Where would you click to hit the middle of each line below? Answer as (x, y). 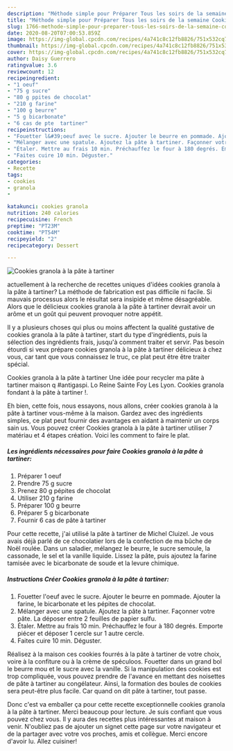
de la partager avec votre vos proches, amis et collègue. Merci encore (107, 734)
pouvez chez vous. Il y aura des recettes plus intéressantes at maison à (109, 719)
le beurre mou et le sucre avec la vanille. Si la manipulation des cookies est (114, 669)
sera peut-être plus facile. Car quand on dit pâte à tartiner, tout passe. (107, 691)
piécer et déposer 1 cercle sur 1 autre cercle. (80, 633)
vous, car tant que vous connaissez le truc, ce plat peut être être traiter (109, 357)
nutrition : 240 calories (43, 213)
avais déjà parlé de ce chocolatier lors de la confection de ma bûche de (110, 541)
